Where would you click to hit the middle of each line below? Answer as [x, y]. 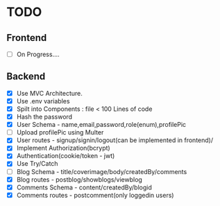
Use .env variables [43, 101]
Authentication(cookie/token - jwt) [66, 156]
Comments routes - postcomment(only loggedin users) [95, 195]
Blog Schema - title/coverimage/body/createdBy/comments [102, 171]
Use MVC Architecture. [49, 93]
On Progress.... [38, 54]
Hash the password [44, 117]
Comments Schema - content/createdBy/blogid [84, 187]
